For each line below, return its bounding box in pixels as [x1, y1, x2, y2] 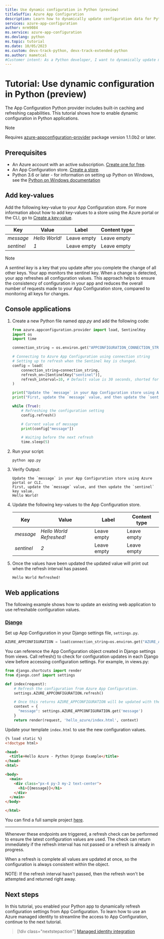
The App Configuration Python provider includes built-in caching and [5, 105, 144, 111]
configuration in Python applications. [5, 116, 79, 121]
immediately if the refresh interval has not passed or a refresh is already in [5, 842, 155, 847]
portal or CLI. [12, 481, 43, 485]
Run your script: [12, 449, 45, 455]
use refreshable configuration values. [5, 606, 81, 612]
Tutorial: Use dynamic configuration [5, 78, 155, 90]
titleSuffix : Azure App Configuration [5, 12, 84, 17]
